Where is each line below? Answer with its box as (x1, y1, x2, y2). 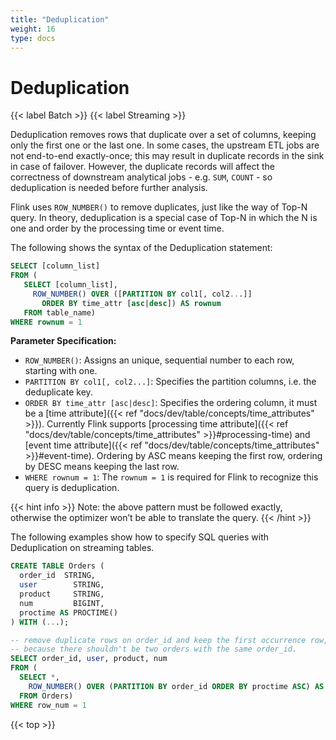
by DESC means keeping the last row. (24, 461, 180, 473)
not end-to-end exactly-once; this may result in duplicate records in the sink (10, 150, 325, 162)
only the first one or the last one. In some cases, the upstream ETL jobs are (10, 139, 320, 151)
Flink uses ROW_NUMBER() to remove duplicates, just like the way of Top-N (10, 201, 308, 213)
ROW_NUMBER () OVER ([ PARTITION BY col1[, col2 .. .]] (32, 289, 253, 299)
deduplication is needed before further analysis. (10, 182, 208, 194)
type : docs (10, 33, 56, 43)
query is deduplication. (24, 482, 120, 494)
